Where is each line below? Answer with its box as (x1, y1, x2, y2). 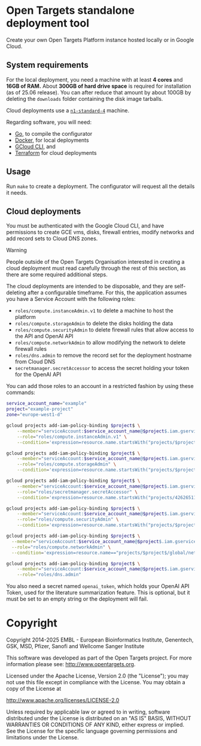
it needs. (6, 189, 28, 196)
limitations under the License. (6, 734, 79, 741)
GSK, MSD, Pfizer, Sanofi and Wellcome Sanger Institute (6, 643, 145, 650)
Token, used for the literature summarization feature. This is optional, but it (6, 589, 190, 596)
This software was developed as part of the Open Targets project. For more (6, 654, 193, 661)
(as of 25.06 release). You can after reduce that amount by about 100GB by (6, 88, 191, 96)
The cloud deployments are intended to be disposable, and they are (6, 283, 173, 290)
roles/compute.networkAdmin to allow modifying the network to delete (14, 339, 186, 346)
